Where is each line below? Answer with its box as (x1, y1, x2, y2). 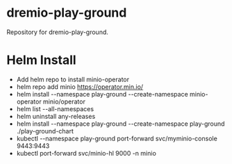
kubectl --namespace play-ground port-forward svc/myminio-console (16, 134, 218, 142)
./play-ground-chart (16, 126, 74, 135)
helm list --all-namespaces (16, 104, 94, 113)
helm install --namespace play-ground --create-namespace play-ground (16, 120, 225, 128)
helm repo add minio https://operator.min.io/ (16, 82, 144, 91)
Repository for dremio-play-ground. (6, 28, 109, 36)
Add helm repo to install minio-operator (16, 75, 130, 83)
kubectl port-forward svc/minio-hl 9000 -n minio (16, 149, 157, 157)
